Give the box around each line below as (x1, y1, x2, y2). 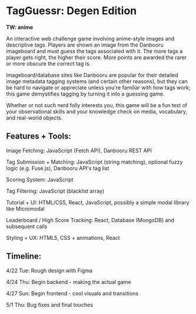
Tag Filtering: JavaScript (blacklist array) (6, 187, 105, 194)
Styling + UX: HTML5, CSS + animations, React (6, 234, 120, 241)
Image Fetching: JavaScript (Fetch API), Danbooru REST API (6, 147, 152, 154)
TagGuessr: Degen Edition (6, 4, 137, 18)
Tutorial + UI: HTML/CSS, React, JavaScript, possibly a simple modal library (6, 199, 190, 206)
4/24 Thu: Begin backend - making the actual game (6, 278, 131, 285)
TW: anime (6, 24, 34, 31)
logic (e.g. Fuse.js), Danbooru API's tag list (6, 164, 109, 171)
